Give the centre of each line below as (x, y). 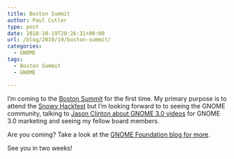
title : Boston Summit (39, 14)
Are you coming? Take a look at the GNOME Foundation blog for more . (109, 134)
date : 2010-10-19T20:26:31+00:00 (56, 33)
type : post (23, 27)
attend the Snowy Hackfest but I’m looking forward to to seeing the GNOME (116, 106)
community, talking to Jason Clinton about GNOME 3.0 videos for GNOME (114, 113)
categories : (25, 46)
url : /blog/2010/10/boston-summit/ (59, 40)
